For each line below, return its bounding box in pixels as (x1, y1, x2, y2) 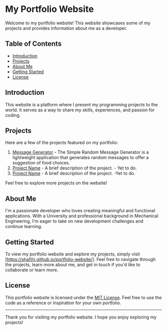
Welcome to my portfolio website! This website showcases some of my (5, 20, 151, 26)
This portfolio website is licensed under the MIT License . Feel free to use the (5, 294, 162, 300)
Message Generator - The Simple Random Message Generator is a (12, 149, 149, 155)
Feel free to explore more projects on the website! (5, 180, 107, 186)
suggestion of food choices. (12, 160, 70, 166)
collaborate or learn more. (5, 267, 59, 273)
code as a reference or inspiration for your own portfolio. (5, 300, 121, 306)
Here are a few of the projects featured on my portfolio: (5, 140, 118, 146)
